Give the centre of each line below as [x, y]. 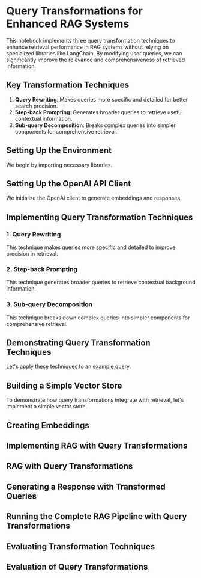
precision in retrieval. [32, 254]
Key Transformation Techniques [67, 85]
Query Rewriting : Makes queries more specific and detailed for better [101, 99]
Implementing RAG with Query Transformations [97, 446]
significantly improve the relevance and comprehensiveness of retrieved [96, 60]
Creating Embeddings [48, 425]
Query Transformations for [74, 11]
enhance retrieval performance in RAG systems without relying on [88, 47]
